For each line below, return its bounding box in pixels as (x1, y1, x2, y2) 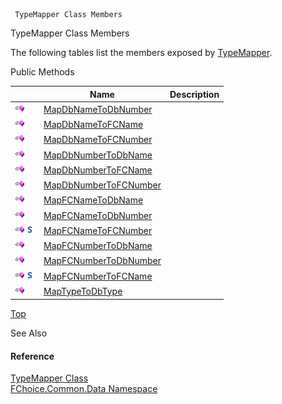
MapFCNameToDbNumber (43, 209, 153, 221)
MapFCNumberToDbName (43, 240, 153, 251)
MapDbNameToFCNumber (43, 134, 153, 146)
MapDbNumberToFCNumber (43, 179, 162, 191)
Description (169, 88, 220, 100)
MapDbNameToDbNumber (43, 103, 153, 115)
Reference (10, 350, 55, 362)
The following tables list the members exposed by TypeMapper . (10, 47, 273, 58)
